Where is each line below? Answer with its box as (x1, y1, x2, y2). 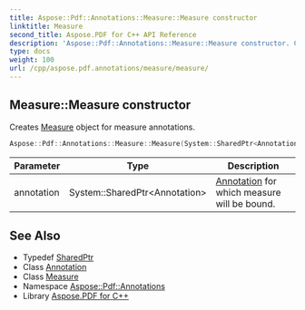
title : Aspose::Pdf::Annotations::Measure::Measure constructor (9, 13, 258, 23)
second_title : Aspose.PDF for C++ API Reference (9, 30, 197, 39)
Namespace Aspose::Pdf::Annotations (22, 281, 166, 292)
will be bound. (215, 197, 276, 209)
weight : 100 (9, 55, 54, 64)
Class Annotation (22, 262, 87, 273)
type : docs (9, 47, 51, 56)
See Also (9, 228, 61, 243)
